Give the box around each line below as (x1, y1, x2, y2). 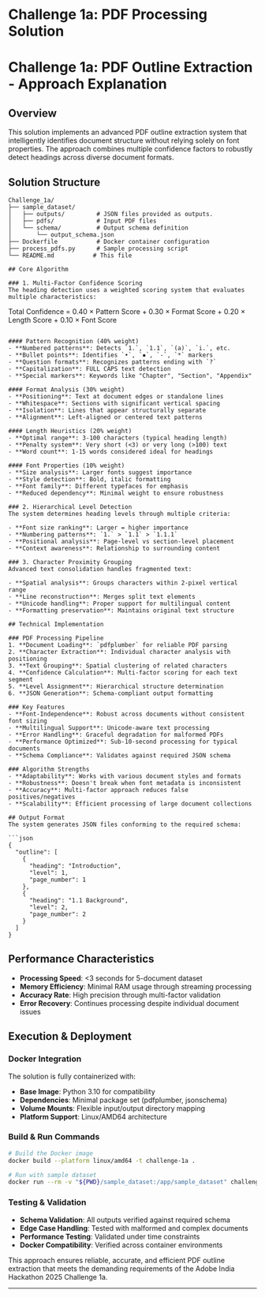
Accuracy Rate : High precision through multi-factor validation (19, 990, 221, 1000)
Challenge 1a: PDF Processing (8, 6, 207, 24)
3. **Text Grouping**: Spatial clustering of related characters (8, 662, 227, 670)
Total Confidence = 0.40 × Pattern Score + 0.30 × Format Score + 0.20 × (8, 307, 246, 316)
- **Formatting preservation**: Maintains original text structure (8, 607, 235, 615)
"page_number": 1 (28, 876, 87, 884)
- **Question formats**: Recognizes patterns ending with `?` (8, 358, 217, 366)
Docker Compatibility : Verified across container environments (19, 1240, 223, 1250)
